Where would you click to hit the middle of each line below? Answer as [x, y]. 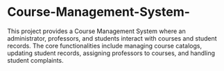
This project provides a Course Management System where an [96, 31]
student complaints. [35, 60]
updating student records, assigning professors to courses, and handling [111, 53]
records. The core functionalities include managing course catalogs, [105, 45]
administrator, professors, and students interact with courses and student [112, 38]
